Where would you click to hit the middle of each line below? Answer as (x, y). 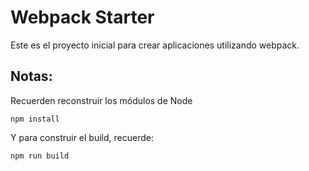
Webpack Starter (82, 17)
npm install (35, 119)
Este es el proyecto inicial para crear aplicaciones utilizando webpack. (155, 45)
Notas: (31, 76)
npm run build (40, 156)
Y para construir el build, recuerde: (82, 137)
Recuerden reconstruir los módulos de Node (101, 100)
